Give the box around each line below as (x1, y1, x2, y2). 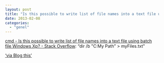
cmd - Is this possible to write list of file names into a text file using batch (5, 38, 152, 44)
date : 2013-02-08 (5, 16, 41, 21)
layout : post (5, 7, 32, 12)
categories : (5, 20, 29, 25)
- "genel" (9, 25, 29, 30)
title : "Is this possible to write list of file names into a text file (5, 12, 156, 16)
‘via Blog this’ (5, 52, 32, 58)
